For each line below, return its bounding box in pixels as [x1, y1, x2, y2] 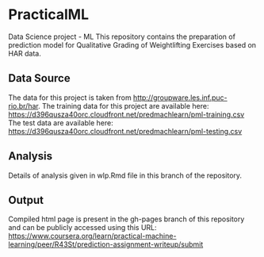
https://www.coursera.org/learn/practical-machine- [8, 232, 177, 241]
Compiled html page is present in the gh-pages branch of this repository [8, 214, 245, 224]
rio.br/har [8, 101, 39, 110]
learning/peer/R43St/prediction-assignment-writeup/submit [8, 240, 204, 249]
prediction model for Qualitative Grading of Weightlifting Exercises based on [8, 40, 256, 49]
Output [8, 193, 44, 207]
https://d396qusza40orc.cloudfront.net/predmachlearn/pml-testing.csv [8, 126, 243, 136]
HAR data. [8, 48, 41, 58]
